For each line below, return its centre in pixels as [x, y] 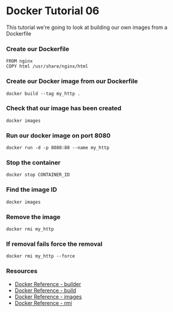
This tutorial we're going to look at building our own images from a [87, 27]
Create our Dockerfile [38, 49]
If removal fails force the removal [54, 244]
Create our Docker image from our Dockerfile [72, 81]
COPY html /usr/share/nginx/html [47, 66]
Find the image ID [32, 189]
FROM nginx [19, 61]
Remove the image [33, 217]
